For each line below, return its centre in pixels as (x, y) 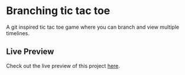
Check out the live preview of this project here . (63, 66)
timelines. (18, 33)
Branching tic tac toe (58, 11)
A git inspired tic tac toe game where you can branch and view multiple (92, 27)
